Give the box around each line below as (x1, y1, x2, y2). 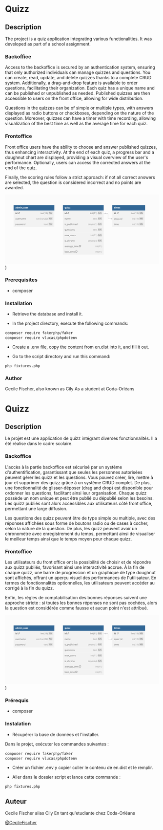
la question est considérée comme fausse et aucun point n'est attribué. (5, 605, 148, 611)
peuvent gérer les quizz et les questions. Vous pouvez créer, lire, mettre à (5, 474, 153, 480)
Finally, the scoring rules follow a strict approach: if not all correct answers (5, 174, 155, 180)
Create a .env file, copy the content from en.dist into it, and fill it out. (12, 344, 149, 350)
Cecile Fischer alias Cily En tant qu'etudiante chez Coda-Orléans (5, 810, 135, 816)
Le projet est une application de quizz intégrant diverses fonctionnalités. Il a (5, 435, 158, 441)
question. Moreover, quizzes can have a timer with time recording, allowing (5, 115, 156, 121)
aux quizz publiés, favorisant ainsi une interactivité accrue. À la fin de (5, 564, 145, 570)
